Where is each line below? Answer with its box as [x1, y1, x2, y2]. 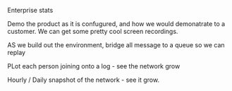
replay [7, 49, 26, 56]
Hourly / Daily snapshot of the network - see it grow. [7, 75, 160, 84]
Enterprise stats [7, 6, 54, 14]
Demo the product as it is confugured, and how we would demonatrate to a [7, 20, 226, 28]
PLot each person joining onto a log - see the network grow [7, 62, 181, 70]
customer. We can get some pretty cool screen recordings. [7, 28, 178, 35]
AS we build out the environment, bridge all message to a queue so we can [7, 41, 225, 49]
